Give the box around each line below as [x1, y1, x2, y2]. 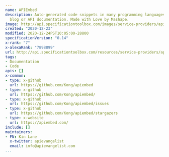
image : [5, 21, 19, 27]
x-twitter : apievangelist [10, 139, 64, 144]
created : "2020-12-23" [5, 26, 53, 31]
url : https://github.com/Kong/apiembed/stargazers [10, 111, 118, 116]
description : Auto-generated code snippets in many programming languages [5, 12, 165, 17]
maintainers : [5, 129, 33, 134]
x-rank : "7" [5, 40, 30, 45]
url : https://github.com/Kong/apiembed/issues [10, 101, 109, 107]
